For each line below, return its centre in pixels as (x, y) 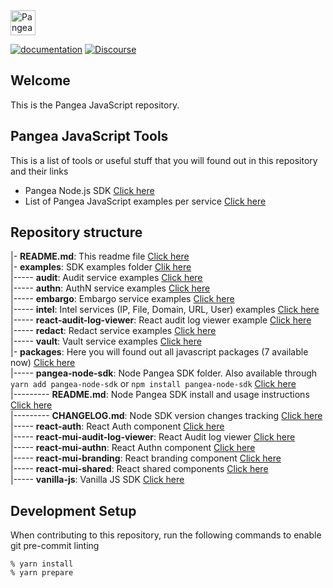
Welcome (40, 80)
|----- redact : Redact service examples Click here (113, 331)
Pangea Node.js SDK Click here (89, 190)
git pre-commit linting (55, 546)
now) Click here (43, 363)
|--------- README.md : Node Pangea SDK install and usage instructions (160, 395)
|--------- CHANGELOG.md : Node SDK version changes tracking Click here (166, 416)
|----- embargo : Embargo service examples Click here (122, 299)
